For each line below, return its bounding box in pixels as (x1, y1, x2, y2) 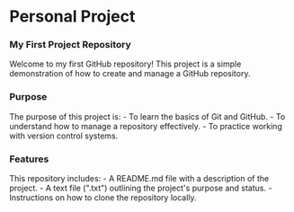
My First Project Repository (9, 39, 132, 51)
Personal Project (9, 6, 136, 27)
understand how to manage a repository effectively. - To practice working (9, 120, 283, 131)
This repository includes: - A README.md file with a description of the (9, 173, 270, 184)
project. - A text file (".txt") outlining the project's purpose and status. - (9, 182, 272, 194)
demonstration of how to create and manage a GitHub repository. (9, 68, 251, 79)
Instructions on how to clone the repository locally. (9, 192, 197, 203)
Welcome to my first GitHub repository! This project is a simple (9, 58, 242, 69)
